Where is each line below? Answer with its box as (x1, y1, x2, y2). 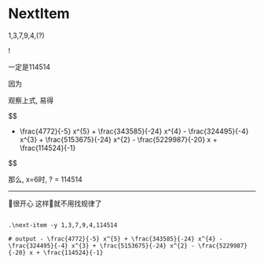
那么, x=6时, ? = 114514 (8, 174, 82, 184)
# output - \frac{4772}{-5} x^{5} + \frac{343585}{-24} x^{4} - (8, 235, 223, 243)
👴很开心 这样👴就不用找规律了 (8, 198, 102, 208)
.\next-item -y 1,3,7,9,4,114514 (8, 221, 118, 229)
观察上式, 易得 (8, 95, 53, 104)
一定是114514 (8, 62, 51, 71)
